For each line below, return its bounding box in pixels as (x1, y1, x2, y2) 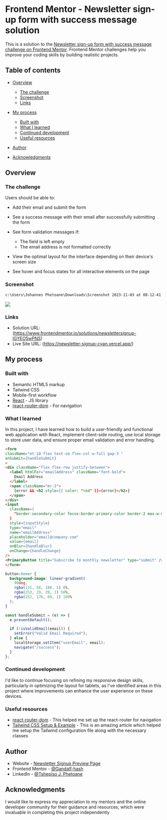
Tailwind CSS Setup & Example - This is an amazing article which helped (12, 722, 161, 728)
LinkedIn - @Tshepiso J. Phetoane (12, 771, 83, 777)
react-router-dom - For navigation (12, 403, 82, 409)
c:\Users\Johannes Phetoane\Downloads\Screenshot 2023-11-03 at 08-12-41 (5, 292, 162, 297)
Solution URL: (12, 325, 41, 331)
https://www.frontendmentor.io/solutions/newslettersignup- (14, 330, 137, 336)
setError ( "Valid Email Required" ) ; (14, 631, 88, 636)
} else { (9, 636, 28, 641)
